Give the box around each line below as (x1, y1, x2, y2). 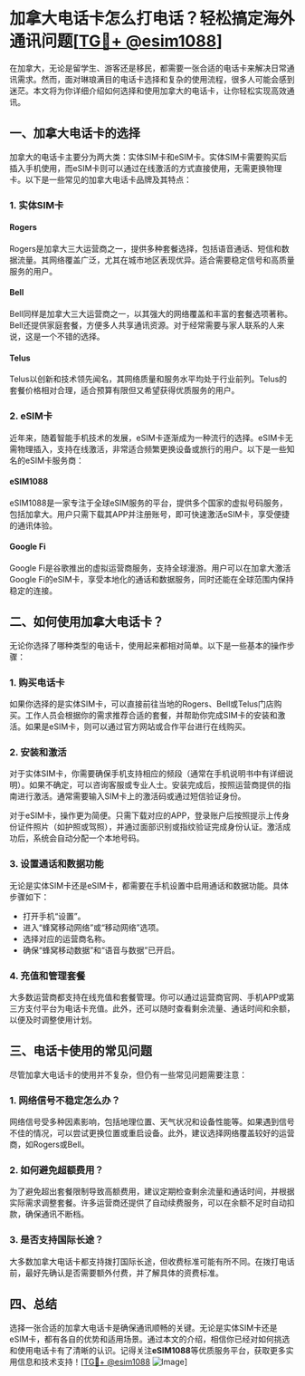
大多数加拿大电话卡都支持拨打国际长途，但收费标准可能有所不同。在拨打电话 (9, 1256, 295, 1266)
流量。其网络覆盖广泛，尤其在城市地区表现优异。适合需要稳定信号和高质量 (16, 255, 295, 265)
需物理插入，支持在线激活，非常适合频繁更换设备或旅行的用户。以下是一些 (9, 443, 287, 454)
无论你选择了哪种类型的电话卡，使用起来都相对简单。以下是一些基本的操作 (9, 640, 287, 650)
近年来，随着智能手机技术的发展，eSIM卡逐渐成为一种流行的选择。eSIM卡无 (9, 432, 294, 443)
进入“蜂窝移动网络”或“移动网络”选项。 (22, 921, 165, 933)
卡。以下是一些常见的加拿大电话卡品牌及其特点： (9, 174, 192, 185)
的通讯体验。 (9, 520, 57, 531)
